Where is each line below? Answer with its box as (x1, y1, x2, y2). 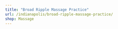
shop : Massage (5, 16, 34, 21)
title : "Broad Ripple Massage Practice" (5, 7, 89, 12)
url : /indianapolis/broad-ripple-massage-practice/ (5, 12, 113, 17)
